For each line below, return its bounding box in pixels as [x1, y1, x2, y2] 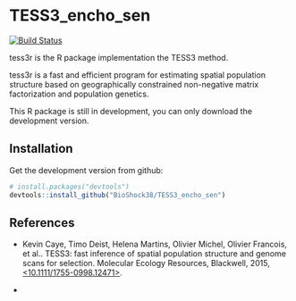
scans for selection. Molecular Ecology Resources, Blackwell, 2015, [21, 258, 271, 269]
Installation [9, 141, 73, 156]
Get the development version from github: [9, 164, 164, 175]
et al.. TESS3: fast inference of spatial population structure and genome [21, 248, 286, 259]
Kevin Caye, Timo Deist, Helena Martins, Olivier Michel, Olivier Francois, [21, 238, 288, 250]
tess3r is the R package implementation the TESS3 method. [9, 52, 229, 63]
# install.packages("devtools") [9, 182, 130, 191]
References [9, 215, 75, 230]
